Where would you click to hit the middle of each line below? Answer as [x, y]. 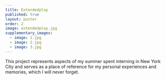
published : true [22, 14]
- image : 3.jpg [26, 47]
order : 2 [14, 24]
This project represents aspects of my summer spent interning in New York [83, 61]
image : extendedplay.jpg [31, 28]
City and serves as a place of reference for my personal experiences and [81, 66]
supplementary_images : [29, 33]
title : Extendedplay [27, 10]
